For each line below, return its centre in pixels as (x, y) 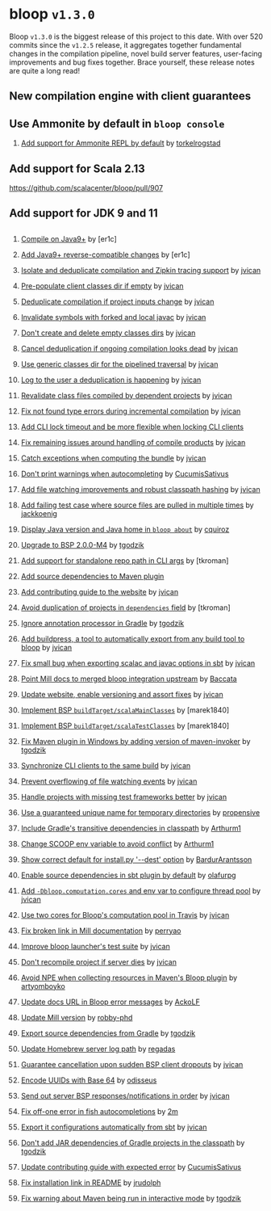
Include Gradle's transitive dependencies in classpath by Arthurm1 (131, 828)
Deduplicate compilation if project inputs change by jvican (117, 301)
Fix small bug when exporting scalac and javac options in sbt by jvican (138, 662)
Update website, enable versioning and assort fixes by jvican (122, 694)
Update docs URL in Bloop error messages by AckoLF (110, 1002)
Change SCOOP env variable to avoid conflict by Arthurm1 (117, 843)
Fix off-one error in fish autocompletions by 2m (99, 1111)
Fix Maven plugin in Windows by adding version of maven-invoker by (135, 741)
